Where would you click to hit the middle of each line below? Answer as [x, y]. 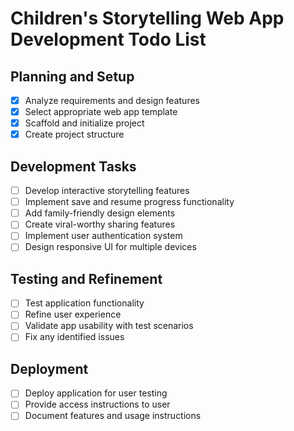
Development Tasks [73, 166]
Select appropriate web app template [101, 112]
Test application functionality [84, 303]
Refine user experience [73, 314]
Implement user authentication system [103, 236]
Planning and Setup [72, 76]
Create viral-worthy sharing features [100, 224]
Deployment [49, 368]
